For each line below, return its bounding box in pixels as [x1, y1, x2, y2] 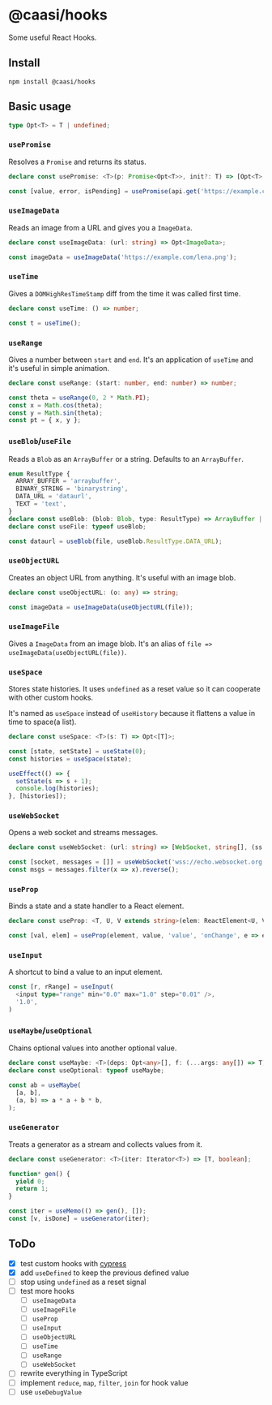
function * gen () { [8, 1170, 70, 1178]
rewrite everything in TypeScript [19, 1368, 128, 1378]
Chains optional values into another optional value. [8, 1043, 177, 1053]
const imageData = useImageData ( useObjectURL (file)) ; [8, 603, 194, 611]
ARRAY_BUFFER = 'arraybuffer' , [15, 477, 121, 485]
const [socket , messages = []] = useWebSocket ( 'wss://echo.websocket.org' [8, 858, 266, 866]
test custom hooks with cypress [19, 1258, 127, 1268]
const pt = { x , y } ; [8, 416, 82, 425]
